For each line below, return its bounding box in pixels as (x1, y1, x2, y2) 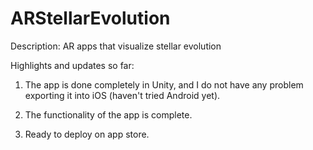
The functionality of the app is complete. (24, 108, 193, 121)
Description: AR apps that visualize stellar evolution (10, 40, 222, 52)
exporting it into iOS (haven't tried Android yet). (24, 89, 221, 101)
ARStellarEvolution (10, 7, 171, 30)
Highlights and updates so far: (10, 59, 135, 71)
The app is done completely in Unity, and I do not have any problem (24, 78, 304, 91)
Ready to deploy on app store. (24, 128, 150, 140)
